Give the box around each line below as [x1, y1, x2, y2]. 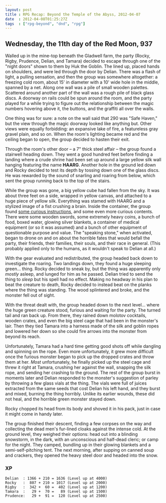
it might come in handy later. [5, 411, 63, 417]
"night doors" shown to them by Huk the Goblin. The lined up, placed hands [5, 63, 160, 70]
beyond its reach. [5, 334, 41, 340]
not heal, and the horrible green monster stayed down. [5, 396, 116, 402]
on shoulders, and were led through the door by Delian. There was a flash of [5, 69, 161, 75]
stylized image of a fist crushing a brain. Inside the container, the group [5, 203, 151, 209]
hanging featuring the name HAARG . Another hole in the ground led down [5, 162, 156, 168]
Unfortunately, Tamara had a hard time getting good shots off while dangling [5, 343, 161, 349]
